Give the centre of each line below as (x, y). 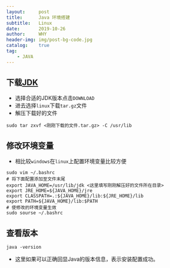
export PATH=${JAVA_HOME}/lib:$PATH (52, 201)
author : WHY (26, 34)
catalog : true (28, 46)
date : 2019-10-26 (36, 29)
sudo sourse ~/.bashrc (35, 213)
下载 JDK (22, 83)
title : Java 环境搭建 (38, 17)
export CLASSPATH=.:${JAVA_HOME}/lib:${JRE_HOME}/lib (75, 196)
